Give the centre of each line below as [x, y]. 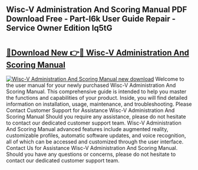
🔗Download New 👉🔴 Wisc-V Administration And [98, 53]
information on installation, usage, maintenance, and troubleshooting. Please [99, 104]
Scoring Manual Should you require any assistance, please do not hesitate [96, 117]
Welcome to [170, 79]
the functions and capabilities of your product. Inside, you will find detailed [97, 98]
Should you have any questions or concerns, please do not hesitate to [91, 154]
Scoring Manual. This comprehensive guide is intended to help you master [96, 91]
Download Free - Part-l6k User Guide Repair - [91, 19]
